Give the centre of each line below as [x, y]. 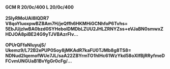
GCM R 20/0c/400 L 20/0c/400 [39, 7]
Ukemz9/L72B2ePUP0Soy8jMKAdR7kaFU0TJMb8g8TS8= [68, 50]
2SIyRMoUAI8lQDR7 [27, 18]
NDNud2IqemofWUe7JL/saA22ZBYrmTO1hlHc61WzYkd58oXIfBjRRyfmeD [85, 56]
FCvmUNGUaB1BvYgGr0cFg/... [39, 61]
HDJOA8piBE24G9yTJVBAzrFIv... [42, 34]
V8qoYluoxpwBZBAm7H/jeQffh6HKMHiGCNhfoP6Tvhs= [67, 24]
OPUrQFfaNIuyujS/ [26, 45]
